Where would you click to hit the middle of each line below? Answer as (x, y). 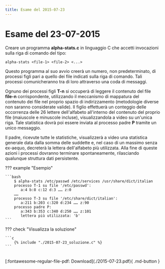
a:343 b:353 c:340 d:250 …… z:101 (56, 211)
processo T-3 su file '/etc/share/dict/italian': (66, 198)
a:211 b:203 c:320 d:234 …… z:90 (55, 202)
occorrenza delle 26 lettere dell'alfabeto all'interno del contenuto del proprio (82, 112)
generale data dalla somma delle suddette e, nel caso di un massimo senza (81, 142)
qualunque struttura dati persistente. (42, 158)
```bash (13, 177)
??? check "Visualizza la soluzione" (41, 229)
